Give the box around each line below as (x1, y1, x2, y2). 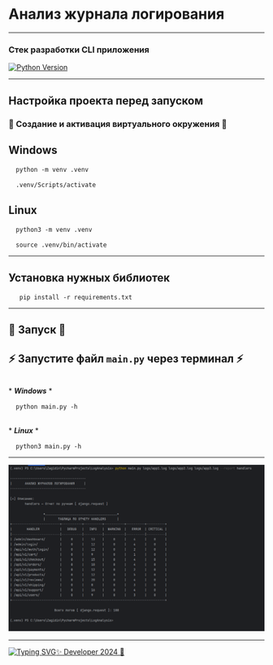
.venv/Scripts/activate (15, 181, 96, 190)
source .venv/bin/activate (15, 241, 107, 249)
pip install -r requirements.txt (19, 293, 132, 301)
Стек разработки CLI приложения (8, 44, 149, 55)
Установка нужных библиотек (8, 270, 171, 285)
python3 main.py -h (15, 443, 82, 451)
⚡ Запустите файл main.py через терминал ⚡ (8, 352, 244, 365)
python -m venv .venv (15, 166, 89, 174)
